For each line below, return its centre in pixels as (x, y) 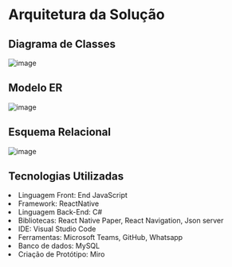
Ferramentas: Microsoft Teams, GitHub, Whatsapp (101, 238)
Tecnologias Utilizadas (66, 176)
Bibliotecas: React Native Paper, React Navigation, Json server (121, 221)
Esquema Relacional (60, 132)
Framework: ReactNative (59, 203)
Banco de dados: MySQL (59, 246)
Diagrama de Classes (62, 44)
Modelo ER (35, 88)
